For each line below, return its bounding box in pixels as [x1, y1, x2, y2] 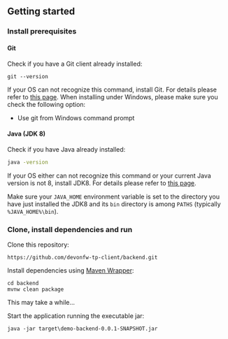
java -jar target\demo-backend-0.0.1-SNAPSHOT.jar [7, 325, 158, 332]
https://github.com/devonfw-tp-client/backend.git [7, 254, 158, 261]
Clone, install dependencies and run [7, 224, 133, 234]
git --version [7, 73, 49, 80]
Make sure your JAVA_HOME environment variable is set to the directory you [7, 192, 220, 201]
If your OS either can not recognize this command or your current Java [7, 171, 211, 180]
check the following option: [7, 100, 86, 108]
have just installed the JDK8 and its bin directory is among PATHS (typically [7, 199, 222, 208]
